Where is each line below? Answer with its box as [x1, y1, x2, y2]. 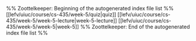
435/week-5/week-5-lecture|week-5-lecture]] [6, 17, 117, 24]
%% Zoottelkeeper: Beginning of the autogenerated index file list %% [6, 5, 174, 12]
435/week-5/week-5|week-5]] [6, 23, 79, 30]
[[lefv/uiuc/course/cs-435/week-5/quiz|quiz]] [6, 11, 116, 18]
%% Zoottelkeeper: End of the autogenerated [80, 23, 190, 30]
